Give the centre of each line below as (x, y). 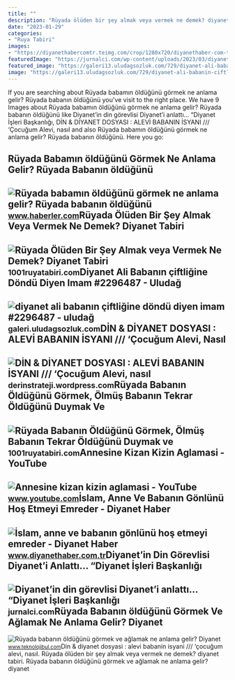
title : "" (22, 14)
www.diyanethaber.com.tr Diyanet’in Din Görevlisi (109, 554)
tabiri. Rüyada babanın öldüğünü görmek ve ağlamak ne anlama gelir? (108, 661)
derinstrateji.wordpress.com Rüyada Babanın (97, 385)
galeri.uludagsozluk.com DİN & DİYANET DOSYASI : (112, 328)
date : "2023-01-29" (36, 27)
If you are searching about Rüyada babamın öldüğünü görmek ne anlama (113, 92)
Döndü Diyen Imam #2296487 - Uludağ (95, 283)
